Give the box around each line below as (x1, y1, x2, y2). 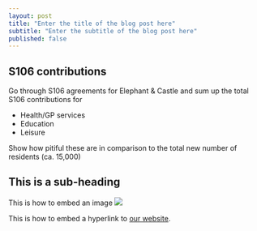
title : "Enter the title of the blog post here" (8, 19, 176, 28)
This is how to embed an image (8, 198, 114, 207)
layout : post (8, 11, 53, 20)
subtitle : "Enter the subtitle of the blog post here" (8, 27, 198, 35)
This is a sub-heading (8, 175, 121, 189)
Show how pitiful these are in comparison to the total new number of (8, 143, 238, 153)
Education (19, 119, 54, 129)
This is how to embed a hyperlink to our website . (8, 213, 171, 223)
